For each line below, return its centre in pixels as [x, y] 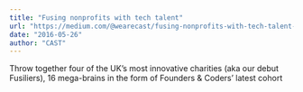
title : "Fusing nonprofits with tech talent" [96, 18]
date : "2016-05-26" [46, 34]
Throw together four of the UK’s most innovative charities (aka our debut [144, 69]
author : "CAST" [38, 43]
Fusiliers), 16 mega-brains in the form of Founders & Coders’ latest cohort [146, 78]
